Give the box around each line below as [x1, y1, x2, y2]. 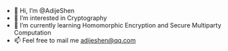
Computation [13, 28, 51, 37]
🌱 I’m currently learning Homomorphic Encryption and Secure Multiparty [13, 21, 222, 29]
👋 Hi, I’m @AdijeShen [13, 7, 75, 14]
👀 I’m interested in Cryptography [13, 14, 108, 22]
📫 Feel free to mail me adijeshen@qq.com [13, 37, 136, 44]
